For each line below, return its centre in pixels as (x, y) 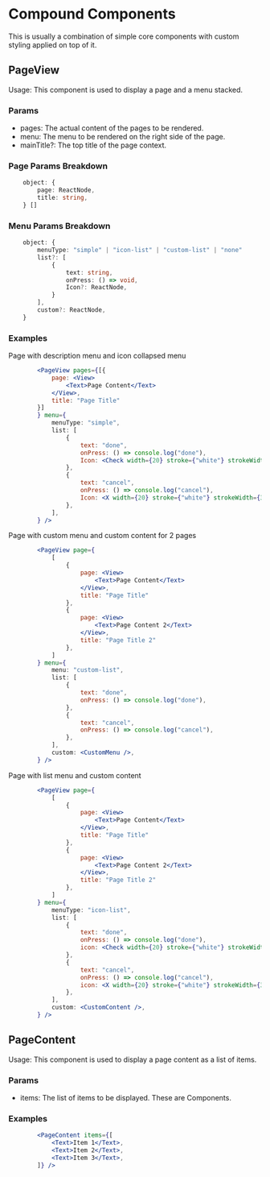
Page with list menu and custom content (75, 775)
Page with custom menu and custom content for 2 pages (102, 536)
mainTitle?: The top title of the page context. (93, 145)
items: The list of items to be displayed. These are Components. (125, 1098)
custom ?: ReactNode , (72, 310)
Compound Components (92, 14)
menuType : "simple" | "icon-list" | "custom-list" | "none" (140, 251)
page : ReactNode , (66, 190)
